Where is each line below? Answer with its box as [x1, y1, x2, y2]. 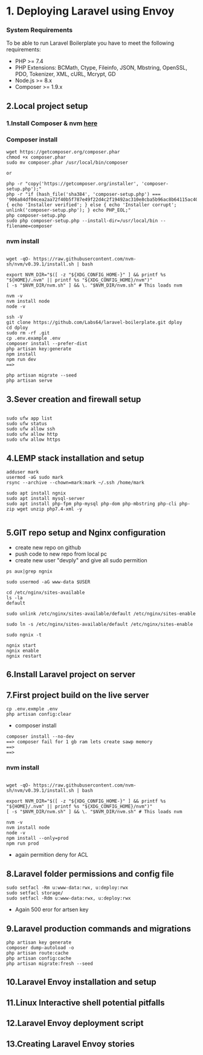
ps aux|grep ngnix [6, 568, 53, 574]
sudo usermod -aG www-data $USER [6, 579, 91, 585]
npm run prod [6, 840, 39, 847]
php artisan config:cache [6, 955, 71, 961]
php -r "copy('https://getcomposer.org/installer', [6, 181, 139, 187]
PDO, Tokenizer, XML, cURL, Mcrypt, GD [14, 71, 116, 78]
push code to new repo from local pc [14, 550, 108, 557]
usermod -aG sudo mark [6, 475, 63, 481]
